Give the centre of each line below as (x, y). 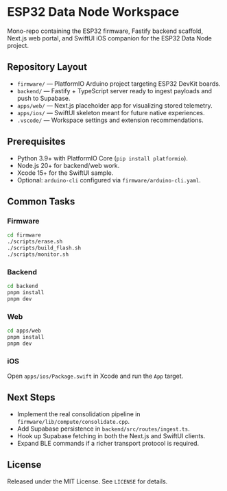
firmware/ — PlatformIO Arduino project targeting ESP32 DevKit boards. (119, 84)
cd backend (23, 286)
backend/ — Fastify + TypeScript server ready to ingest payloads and (115, 91)
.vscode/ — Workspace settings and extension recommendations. (110, 120)
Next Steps (31, 397)
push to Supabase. (44, 98)
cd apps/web (24, 331)
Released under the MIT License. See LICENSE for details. (87, 481)
